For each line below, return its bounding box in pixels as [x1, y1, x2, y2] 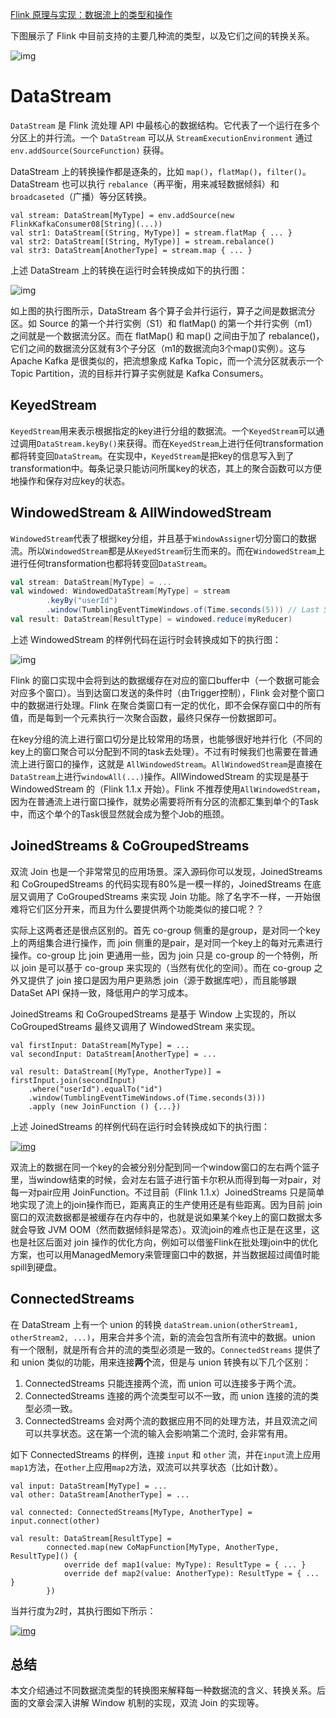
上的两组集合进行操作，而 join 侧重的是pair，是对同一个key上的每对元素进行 [10, 936, 323, 948]
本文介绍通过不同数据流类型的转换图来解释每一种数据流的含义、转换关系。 [10, 1684, 317, 1697]
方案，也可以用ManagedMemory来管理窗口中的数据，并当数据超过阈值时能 [10, 1248, 320, 1260]
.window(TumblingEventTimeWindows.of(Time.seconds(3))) [28, 1093, 267, 1103]
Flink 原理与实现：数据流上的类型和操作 [10, 9, 173, 20]
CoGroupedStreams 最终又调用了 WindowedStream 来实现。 [10, 1020, 261, 1032]
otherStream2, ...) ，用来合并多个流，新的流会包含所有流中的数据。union [10, 1331, 316, 1343]
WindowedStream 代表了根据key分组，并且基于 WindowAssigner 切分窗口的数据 [10, 532, 317, 544]
